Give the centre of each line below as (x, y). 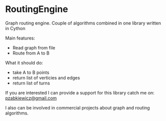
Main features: (20, 38)
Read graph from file (34, 47)
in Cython (15, 28)
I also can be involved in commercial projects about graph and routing (77, 107)
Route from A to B (31, 53)
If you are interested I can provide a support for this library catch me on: (80, 92)
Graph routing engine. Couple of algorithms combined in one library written (83, 23)
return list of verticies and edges (46, 77)
